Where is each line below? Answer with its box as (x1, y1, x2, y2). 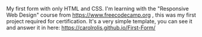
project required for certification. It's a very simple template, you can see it (6, 18, 192, 24)
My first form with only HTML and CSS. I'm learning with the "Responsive (6, 5, 189, 12)
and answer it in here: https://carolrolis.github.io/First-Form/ (6, 24, 156, 31)
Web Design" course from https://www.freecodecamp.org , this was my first (6, 11, 197, 18)
